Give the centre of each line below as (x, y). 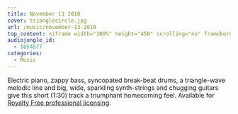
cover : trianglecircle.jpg (47, 21)
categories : (25, 54)
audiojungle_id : (31, 40)
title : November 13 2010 (44, 14)
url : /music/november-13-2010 (52, 27)
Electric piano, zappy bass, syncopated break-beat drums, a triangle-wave (116, 80)
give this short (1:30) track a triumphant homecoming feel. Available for (111, 95)
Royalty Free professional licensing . (59, 103)
